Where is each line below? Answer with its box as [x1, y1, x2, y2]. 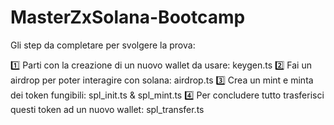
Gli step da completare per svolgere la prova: [10, 39, 196, 51]
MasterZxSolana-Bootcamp [10, 6, 246, 29]
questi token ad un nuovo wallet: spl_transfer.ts [10, 103, 205, 115]
